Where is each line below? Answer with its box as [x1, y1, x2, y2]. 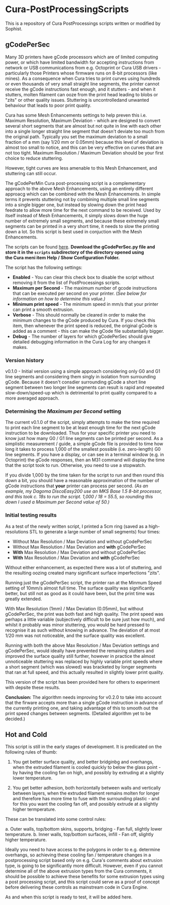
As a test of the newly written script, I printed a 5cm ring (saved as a [5, 523, 148, 529]
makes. [12, 344, 28, 350]
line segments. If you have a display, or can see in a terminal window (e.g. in [5, 452, 164, 458]
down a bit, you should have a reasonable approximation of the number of [5, 478, 159, 484]
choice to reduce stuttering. [5, 155, 63, 161]
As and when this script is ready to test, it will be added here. [5, 894, 133, 900]
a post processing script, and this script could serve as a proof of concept [5, 879, 160, 885]
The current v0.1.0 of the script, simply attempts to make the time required [5, 419, 160, 425]
